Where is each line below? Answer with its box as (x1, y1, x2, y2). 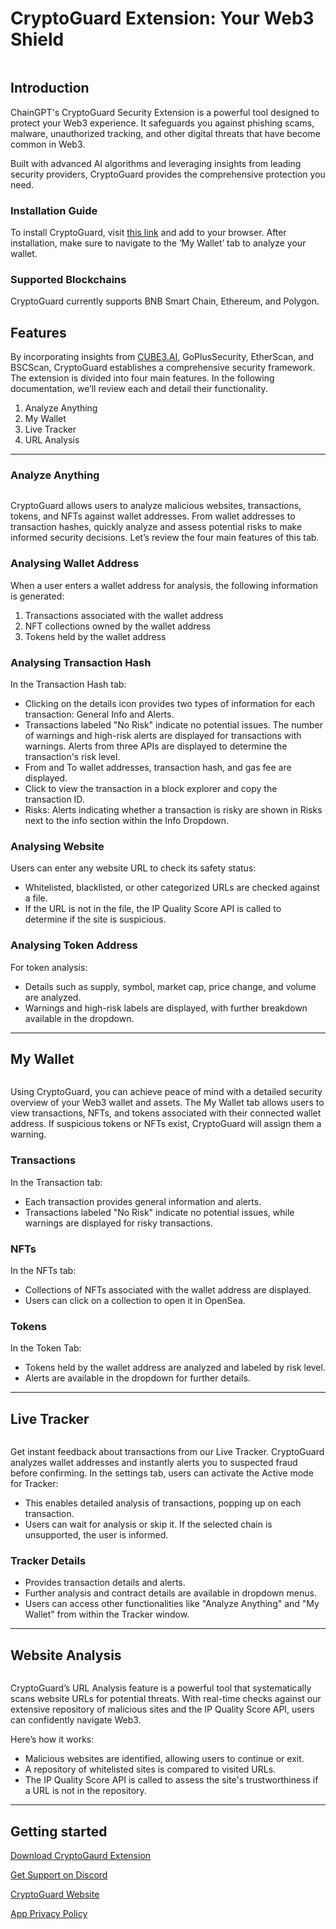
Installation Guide (10, 203, 98, 217)
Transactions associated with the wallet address (24, 609, 224, 621)
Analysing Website (10, 839, 105, 853)
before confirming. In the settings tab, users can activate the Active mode (10, 1467, 314, 1479)
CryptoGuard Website (10, 1888, 100, 1901)
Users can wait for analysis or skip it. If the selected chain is (24, 1518, 273, 1531)
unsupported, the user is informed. (24, 1529, 169, 1541)
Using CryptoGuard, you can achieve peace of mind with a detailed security (10, 1086, 323, 1098)
